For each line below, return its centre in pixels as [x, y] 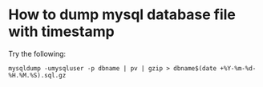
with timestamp [61, 32]
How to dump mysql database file [122, 15]
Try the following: [37, 53]
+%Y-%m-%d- [238, 68]
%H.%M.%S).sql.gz [37, 75]
